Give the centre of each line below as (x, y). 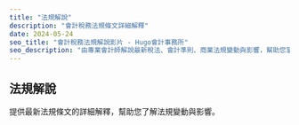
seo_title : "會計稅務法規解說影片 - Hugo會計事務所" (99, 42)
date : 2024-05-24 (41, 34)
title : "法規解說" (41, 17)
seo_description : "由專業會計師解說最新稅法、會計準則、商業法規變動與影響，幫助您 (148, 51)
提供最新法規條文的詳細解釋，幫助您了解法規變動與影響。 (114, 111)
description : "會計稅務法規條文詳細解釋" (79, 26)
